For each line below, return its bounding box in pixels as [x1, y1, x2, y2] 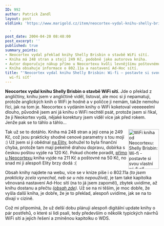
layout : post [5, 16, 32, 21]
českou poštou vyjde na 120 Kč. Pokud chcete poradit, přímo [5, 149, 127, 155]
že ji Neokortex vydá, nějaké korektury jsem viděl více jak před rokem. [5, 114, 146, 120]
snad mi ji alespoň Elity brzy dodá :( [5, 160, 77, 166]
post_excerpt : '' [5, 39, 41, 44]
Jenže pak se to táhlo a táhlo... [5, 119, 67, 125]
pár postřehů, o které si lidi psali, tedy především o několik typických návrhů [5, 210, 159, 216]
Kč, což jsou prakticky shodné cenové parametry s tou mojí [5, 134, 124, 140]
